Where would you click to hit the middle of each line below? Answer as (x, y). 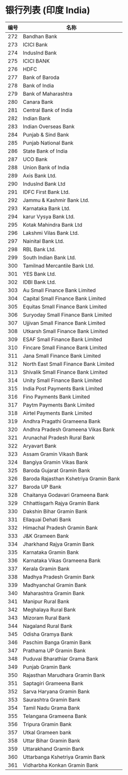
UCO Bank (35, 159)
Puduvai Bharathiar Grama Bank (60, 659)
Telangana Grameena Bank (55, 716)
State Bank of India (45, 151)
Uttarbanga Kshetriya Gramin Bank (64, 757)
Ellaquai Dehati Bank (47, 520)
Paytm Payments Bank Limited (59, 405)
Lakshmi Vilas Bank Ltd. (51, 233)
